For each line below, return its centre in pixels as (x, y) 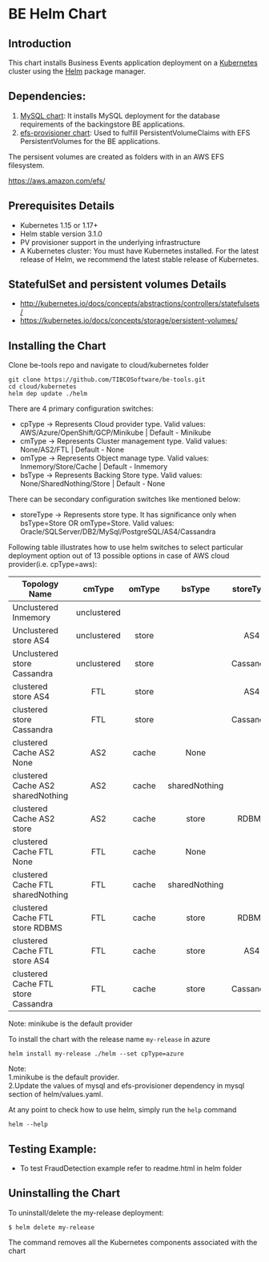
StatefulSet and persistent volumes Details (117, 285)
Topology (40, 584)
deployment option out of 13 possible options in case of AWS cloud (119, 556)
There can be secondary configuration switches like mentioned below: (124, 499)
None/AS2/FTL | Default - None (72, 450)
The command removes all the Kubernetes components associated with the (133, 1242)
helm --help (28, 1125)
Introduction (40, 44)
